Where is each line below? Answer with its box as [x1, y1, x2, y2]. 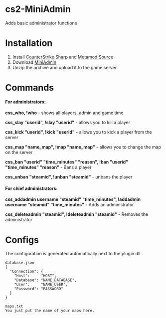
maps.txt [5, 304, 23, 309]
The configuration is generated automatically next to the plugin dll [5, 251, 141, 257]
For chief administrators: [5, 185, 58, 191]
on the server [5, 150, 33, 156]
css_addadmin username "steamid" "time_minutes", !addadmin [5, 196, 141, 202]
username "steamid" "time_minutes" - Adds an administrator [5, 202, 134, 208]
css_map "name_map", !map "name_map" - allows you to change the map [5, 144, 161, 150]
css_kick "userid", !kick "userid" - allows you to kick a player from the [5, 129, 152, 135]
